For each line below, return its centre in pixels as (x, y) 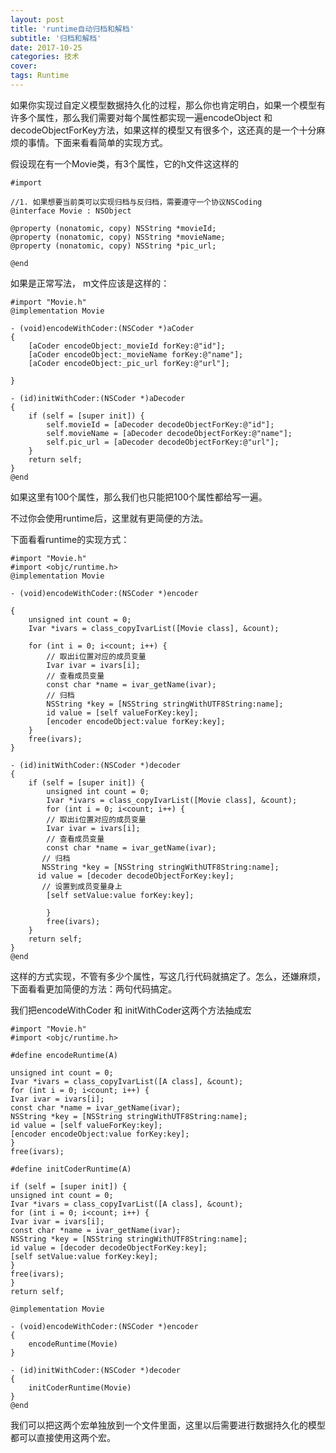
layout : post (37, 19)
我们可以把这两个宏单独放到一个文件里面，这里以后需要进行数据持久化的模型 (168, 1425)
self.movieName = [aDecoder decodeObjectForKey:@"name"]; (169, 433)
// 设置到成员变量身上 (82, 886)
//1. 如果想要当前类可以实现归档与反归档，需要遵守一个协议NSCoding (136, 202)
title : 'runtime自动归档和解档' (72, 29)
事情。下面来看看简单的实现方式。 (97, 142)
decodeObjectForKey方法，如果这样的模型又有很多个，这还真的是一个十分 (163, 130)
